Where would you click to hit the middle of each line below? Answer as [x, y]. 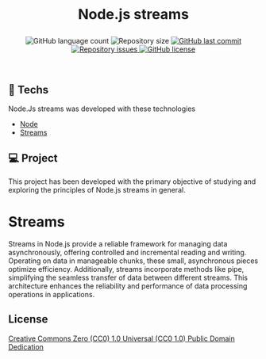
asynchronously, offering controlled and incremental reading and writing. [127, 252]
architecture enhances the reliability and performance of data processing [128, 286]
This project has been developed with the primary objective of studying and [132, 181]
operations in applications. [52, 294]
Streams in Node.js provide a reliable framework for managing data [118, 243]
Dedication [26, 346]
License [28, 319]
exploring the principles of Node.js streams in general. [97, 189]
